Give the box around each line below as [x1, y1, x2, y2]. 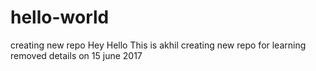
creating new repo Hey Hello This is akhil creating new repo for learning [10, 39, 307, 51]
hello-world [10, 6, 110, 29]
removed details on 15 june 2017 [10, 49, 143, 61]
